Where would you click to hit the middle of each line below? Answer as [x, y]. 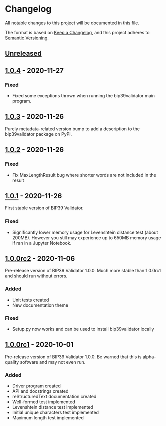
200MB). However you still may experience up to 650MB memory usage [86, 237]
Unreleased [24, 53]
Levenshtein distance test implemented [53, 407]
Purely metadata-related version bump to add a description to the [72, 129]
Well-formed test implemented [44, 402]
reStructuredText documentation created [54, 397]
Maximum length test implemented [48, 418]
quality [12, 362]
